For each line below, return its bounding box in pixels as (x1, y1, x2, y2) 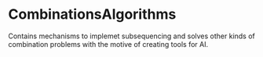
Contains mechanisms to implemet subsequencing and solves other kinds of (8, 31, 255, 41)
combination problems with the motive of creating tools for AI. (8, 39, 209, 48)
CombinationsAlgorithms (8, 5, 177, 23)
